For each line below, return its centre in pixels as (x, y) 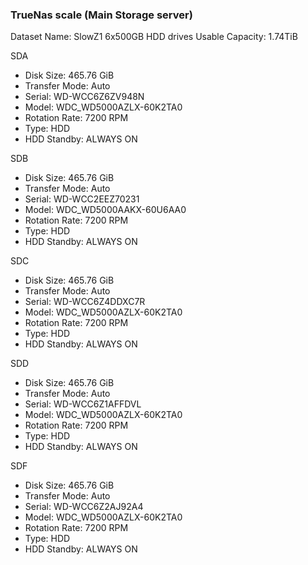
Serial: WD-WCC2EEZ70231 (82, 199)
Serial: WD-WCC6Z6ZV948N (84, 97)
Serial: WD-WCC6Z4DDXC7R (85, 302)
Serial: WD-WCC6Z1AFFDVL (83, 404)
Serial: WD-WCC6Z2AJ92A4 (84, 507)
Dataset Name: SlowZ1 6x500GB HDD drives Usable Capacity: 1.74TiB (154, 37)
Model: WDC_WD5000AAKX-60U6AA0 (105, 210)
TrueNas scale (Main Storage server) (101, 15)
